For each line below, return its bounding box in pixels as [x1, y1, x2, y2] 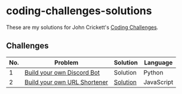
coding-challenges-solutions [6, 4, 152, 18]
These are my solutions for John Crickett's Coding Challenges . [6, 24, 158, 31]
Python [143, 68, 164, 76]
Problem [54, 58, 78, 66]
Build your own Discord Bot [24, 68, 100, 76]
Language [144, 58, 173, 66]
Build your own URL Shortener [24, 78, 108, 86]
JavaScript [143, 78, 174, 86]
